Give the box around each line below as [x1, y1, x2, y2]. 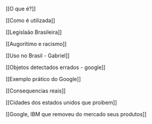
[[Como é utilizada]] [5, 17, 55, 24]
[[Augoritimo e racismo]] [5, 41, 67, 47]
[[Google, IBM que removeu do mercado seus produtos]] [5, 111, 147, 117]
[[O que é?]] [5, 5, 36, 12]
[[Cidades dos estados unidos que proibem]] [5, 99, 117, 106]
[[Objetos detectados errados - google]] [5, 64, 106, 71]
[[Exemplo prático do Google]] [5, 76, 81, 82]
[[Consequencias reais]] [5, 87, 66, 94]
